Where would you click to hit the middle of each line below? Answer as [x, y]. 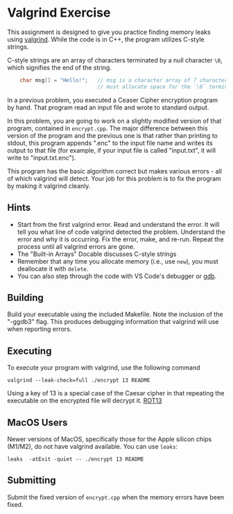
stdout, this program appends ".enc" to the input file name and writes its [110, 143]
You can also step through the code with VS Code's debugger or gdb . [117, 276]
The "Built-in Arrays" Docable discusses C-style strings [97, 254]
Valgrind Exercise [59, 13]
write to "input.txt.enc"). [42, 157]
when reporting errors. [40, 329]
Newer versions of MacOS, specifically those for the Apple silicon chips [110, 439]
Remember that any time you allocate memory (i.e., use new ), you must [118, 261]
